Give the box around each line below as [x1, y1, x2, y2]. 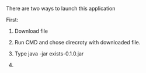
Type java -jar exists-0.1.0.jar [14, 50, 84, 57]
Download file [14, 27, 48, 34]
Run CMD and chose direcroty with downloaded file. [14, 39, 141, 46]
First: [6, 16, 19, 23]
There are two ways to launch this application [6, 5, 116, 12]
